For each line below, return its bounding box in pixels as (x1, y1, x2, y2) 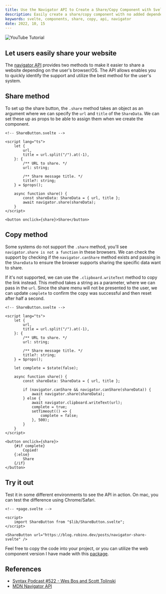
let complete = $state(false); (14, 366, 79, 370)
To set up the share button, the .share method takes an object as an (5, 105, 144, 111)
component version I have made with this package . (5, 550, 109, 556)
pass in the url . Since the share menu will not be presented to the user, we (5, 285, 158, 291)
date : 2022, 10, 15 (5, 21, 45, 26)
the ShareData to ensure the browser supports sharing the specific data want (5, 259, 161, 265)
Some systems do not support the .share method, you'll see (5, 243, 127, 250)
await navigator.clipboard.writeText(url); (31, 400, 123, 405)
